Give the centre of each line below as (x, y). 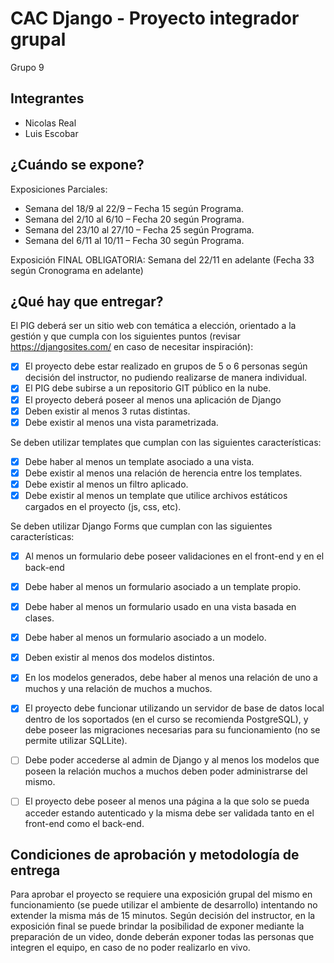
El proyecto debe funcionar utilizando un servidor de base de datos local (174, 708)
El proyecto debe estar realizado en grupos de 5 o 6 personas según (166, 366)
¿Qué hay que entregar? (87, 301)
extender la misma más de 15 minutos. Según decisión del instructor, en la (163, 916)
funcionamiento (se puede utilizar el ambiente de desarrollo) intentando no (164, 905)
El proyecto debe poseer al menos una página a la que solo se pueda (167, 801)
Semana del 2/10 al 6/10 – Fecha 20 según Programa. (134, 219)
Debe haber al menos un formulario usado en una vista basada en (160, 607)
